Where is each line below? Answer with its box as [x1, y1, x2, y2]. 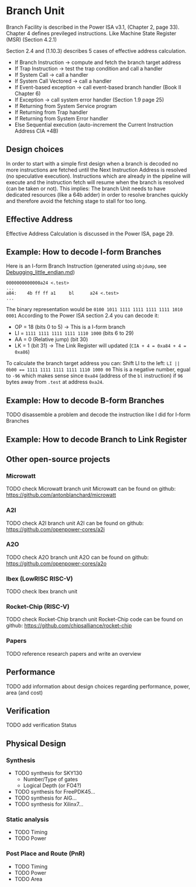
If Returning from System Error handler [14, 114, 108, 122]
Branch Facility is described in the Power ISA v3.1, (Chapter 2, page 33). [6, 23, 180, 31]
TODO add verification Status [6, 721, 77, 729]
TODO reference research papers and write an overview [6, 650, 142, 657]
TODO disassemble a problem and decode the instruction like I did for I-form [6, 411, 191, 418]
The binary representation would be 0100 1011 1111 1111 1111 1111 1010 [6, 306, 183, 313]
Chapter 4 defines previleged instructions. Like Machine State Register [6, 29, 177, 36]
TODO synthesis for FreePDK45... [14, 788, 95, 795]
